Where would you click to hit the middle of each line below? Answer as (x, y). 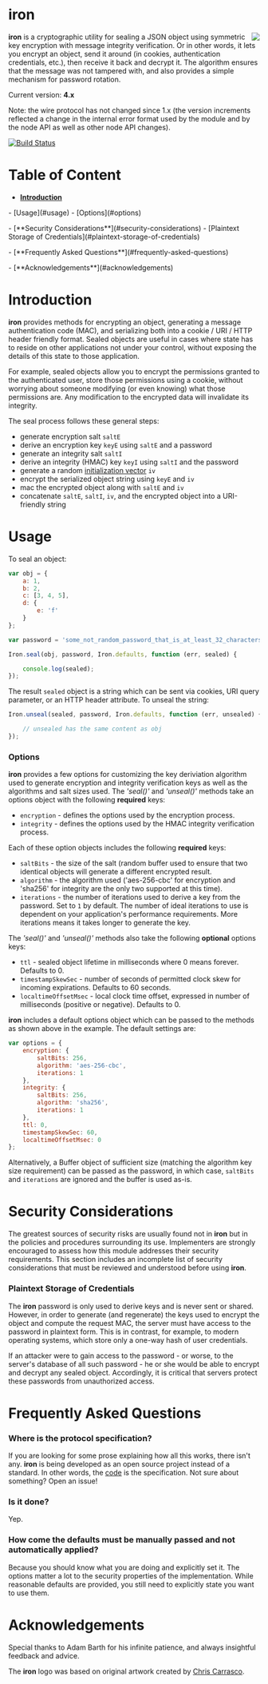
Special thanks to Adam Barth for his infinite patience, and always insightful (132, 1647)
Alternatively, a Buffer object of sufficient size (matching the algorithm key (130, 1162)
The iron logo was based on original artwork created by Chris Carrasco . (126, 1671)
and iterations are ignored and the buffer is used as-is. (100, 1180)
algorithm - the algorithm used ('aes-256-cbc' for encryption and (128, 880)
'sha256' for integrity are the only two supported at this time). (121, 889)
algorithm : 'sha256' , (73, 1103)
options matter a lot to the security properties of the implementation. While (131, 1575)
